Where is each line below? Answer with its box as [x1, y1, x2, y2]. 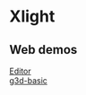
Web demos [9, 42, 78, 57]
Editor [9, 65, 31, 76]
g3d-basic [9, 75, 47, 86]
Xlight [9, 6, 56, 27]
